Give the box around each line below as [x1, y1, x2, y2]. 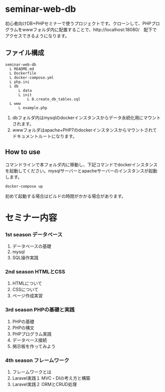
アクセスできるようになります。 [5, 33, 70, 39]
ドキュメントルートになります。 [12, 133, 78, 139]
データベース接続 [12, 337, 47, 343]
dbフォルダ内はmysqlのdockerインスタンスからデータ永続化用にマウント [12, 115, 161, 121]
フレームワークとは [12, 369, 52, 375]
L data [18, 88, 32, 93]
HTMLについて [12, 280, 42, 286]
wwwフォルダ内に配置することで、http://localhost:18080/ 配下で [22, 26, 157, 33]
